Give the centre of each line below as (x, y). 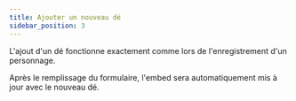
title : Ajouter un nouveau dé (65, 17)
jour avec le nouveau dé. (54, 87)
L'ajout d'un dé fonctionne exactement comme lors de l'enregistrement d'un (148, 50)
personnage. (32, 60)
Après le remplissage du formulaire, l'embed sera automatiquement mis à (144, 77)
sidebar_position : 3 (48, 26)
